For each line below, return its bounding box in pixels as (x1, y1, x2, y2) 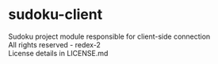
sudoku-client (8, 6, 103, 24)
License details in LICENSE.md (8, 48, 109, 58)
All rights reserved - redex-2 (8, 40, 101, 49)
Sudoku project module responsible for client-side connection (8, 32, 211, 41)
